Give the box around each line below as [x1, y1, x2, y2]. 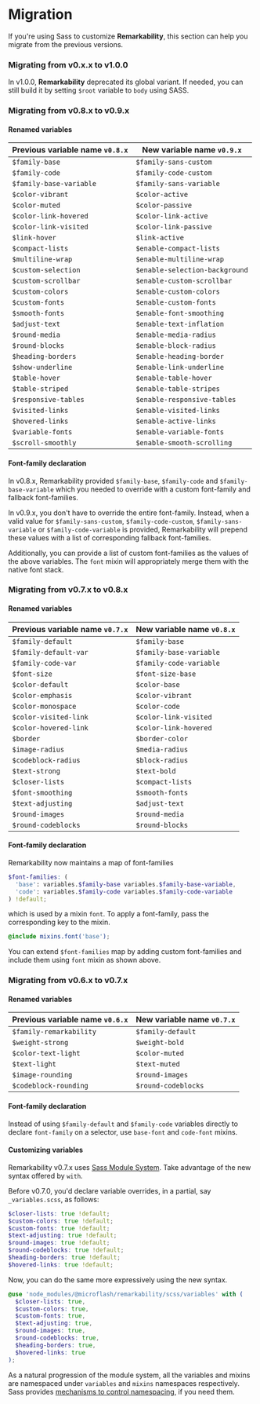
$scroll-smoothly [12, 438, 77, 448]
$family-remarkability [12, 1027, 96, 1037]
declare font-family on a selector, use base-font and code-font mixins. [8, 1127, 238, 1136]
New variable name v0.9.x [142, 144, 242, 155]
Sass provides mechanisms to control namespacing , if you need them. [8, 1387, 235, 1396]
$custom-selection [12, 265, 81, 275]
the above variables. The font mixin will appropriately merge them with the [8, 556, 249, 566]
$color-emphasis [12, 691, 73, 700]
